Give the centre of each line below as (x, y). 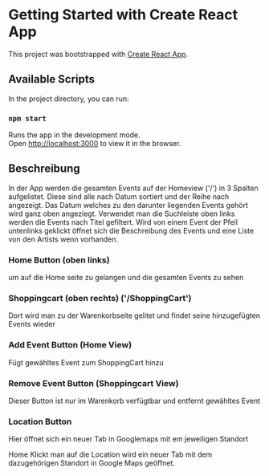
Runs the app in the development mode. (74, 135)
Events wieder (32, 324)
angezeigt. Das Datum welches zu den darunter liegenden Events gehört (128, 205)
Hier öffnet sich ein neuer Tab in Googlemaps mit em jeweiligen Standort (128, 439)
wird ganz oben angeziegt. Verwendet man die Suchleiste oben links (122, 214)
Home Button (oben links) (59, 260)
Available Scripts (51, 79)
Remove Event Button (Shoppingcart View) (94, 383)
